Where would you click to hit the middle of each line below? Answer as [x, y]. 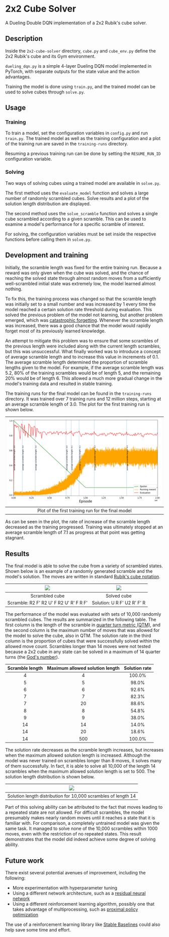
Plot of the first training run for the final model [84, 510]
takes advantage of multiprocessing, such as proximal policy [75, 909]
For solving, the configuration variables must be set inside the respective [81, 234]
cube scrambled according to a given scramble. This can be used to [76, 219]
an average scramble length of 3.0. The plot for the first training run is [77, 404]
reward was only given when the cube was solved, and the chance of [77, 273]
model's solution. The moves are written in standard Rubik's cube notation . [83, 577]
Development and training [47, 255]
